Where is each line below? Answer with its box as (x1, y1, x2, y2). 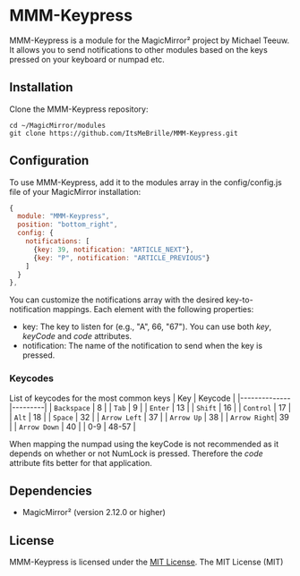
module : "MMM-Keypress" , (17, 212, 110, 221)
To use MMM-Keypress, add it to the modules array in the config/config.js (9, 176, 282, 188)
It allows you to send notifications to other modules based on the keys (9, 44, 269, 55)
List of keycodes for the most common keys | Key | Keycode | (9, 393, 236, 403)
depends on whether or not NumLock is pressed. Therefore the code (9, 448, 264, 459)
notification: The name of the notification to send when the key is (21, 341, 262, 352)
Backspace (53, 403, 91, 412)
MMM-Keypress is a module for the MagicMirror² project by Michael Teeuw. (9, 35, 290, 46)
